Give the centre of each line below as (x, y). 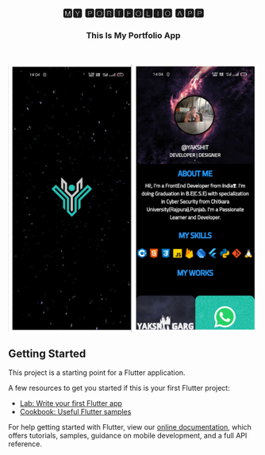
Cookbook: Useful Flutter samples (75, 411)
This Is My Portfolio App (133, 36)
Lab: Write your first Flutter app (71, 403)
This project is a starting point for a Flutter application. (97, 373)
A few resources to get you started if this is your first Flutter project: (119, 388)
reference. (25, 444)
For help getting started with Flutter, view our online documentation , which (130, 426)
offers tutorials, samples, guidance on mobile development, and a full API (128, 435)
